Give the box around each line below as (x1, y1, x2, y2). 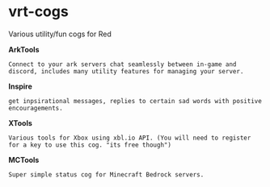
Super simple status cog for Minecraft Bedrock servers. (8, 170, 205, 179)
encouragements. (8, 104, 63, 112)
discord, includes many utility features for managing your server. (8, 67, 244, 75)
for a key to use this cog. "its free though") (8, 140, 172, 149)
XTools (8, 118, 32, 127)
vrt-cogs (8, 2, 69, 21)
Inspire (8, 81, 32, 91)
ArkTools (8, 44, 40, 54)
